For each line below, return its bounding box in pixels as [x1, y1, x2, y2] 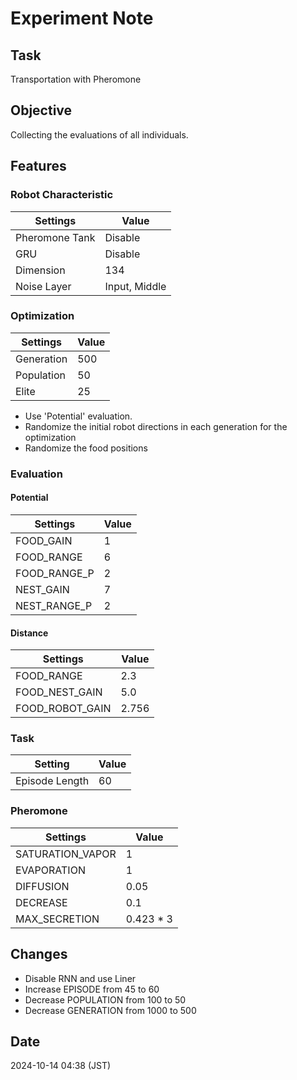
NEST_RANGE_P [15, 598, 93, 612]
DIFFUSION [15, 879, 70, 893]
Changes [10, 946, 68, 963]
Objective [10, 102, 73, 119]
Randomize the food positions [24, 442, 148, 454]
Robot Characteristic [10, 188, 114, 202]
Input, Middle [104, 279, 167, 293]
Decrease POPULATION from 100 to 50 [24, 993, 187, 1006]
